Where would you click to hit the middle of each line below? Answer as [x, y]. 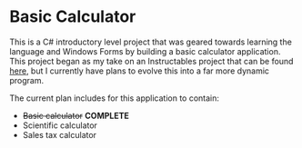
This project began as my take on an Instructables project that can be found [151, 61]
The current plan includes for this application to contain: [115, 98]
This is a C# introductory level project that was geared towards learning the [151, 42]
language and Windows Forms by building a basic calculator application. [145, 51]
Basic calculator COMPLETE [76, 115]
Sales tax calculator [60, 134]
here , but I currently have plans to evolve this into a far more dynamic [140, 71]
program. [27, 80]
